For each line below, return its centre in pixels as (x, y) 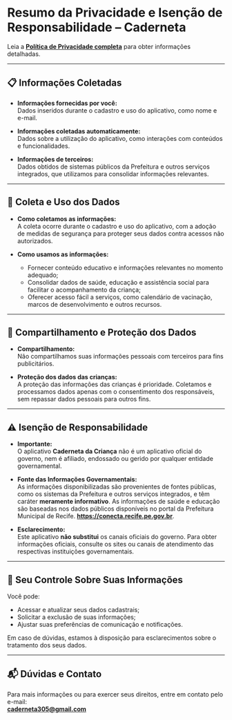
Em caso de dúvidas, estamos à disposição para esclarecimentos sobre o (112, 638)
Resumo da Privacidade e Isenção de (115, 13)
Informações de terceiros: (55, 159)
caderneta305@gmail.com (47, 709)
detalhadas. (24, 54)
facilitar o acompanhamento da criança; (84, 290)
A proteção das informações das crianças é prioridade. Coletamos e (114, 384)
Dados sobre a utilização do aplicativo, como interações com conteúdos (120, 138)
